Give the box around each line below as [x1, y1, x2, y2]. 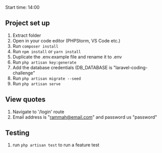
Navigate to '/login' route [12, 109, 65, 115]
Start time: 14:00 [5, 5, 40, 10]
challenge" [12, 70, 35, 76]
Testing [5, 129, 30, 137]
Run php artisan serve [12, 80, 61, 86]
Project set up [5, 19, 50, 27]
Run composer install [12, 43, 59, 49]
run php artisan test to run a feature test [12, 142, 99, 148]
